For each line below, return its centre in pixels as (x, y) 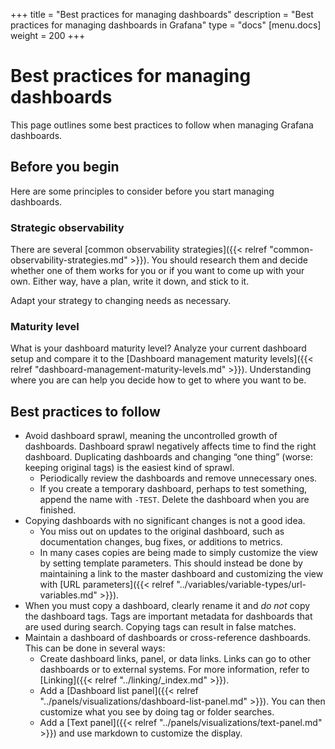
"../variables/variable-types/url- (241, 585)
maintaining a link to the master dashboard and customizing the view (181, 574)
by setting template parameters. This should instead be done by (171, 563)
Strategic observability (67, 227)
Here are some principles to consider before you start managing (142, 191)
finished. (58, 510)
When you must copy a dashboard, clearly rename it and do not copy (167, 606)
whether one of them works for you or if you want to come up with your (157, 271)
